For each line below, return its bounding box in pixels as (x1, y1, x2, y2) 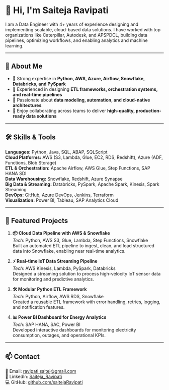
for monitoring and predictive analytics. (12, 276, 94, 282)
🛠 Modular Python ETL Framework (12, 286, 87, 292)
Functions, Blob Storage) (5, 159, 57, 165)
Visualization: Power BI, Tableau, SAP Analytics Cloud (5, 197, 119, 203)
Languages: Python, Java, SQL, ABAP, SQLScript (5, 149, 108, 155)
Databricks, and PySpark (12, 81, 66, 87)
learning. (5, 42, 24, 48)
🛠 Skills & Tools (5, 133, 56, 142)
